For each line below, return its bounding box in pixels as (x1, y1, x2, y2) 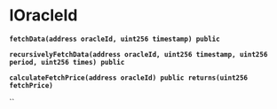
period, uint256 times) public (9, 58, 125, 66)
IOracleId (9, 5, 78, 26)
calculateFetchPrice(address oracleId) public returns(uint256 (9, 73, 249, 82)
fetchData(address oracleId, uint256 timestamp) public (9, 35, 220, 43)
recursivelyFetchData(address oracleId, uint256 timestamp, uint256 (9, 50, 268, 58)
